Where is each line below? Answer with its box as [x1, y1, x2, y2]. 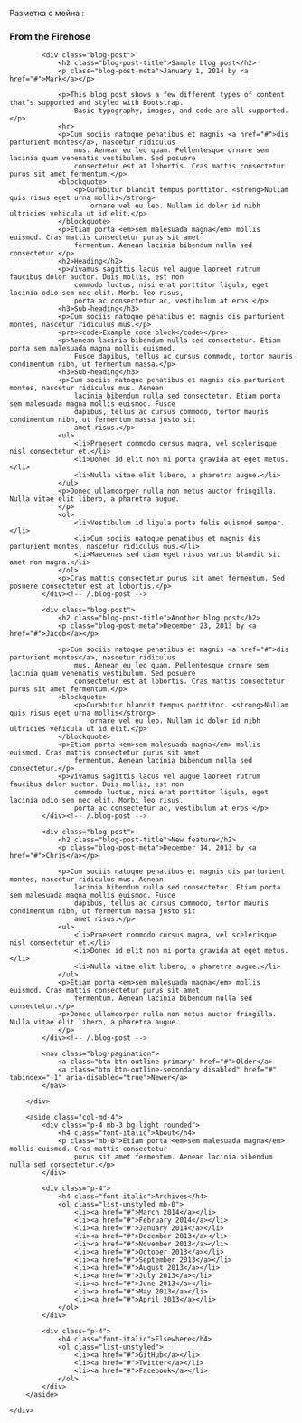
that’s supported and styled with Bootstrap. [9, 99, 184, 108]
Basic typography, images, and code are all [73, 106, 245, 116]
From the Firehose [9, 30, 91, 43]
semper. [256, 518, 285, 528]
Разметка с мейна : [9, 8, 85, 18]
